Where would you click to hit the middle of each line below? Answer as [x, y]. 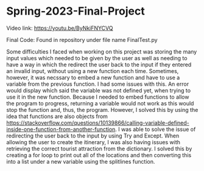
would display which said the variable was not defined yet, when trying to [98, 90]
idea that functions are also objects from [57, 116]
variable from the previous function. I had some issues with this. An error [98, 84]
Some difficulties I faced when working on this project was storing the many [102, 51]
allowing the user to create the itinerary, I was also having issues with [93, 142]
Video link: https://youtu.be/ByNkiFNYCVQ [60, 28]
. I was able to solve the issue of [156, 129]
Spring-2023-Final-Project [76, 11]
